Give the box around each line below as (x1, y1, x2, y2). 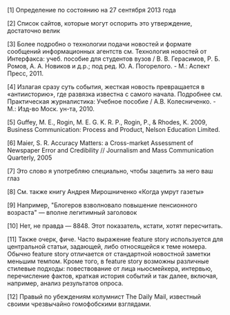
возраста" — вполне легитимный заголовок (7, 209, 137, 216)
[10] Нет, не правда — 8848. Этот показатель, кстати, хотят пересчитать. (7, 222, 223, 230)
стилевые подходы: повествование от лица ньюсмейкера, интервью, (7, 265, 213, 272)
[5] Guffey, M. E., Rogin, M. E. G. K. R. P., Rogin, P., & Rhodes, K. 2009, (7, 118, 207, 126)
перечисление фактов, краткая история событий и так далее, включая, (7, 272, 218, 280)
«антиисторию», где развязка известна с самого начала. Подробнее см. (7, 90, 223, 98)
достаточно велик (7, 27, 61, 35)
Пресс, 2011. (7, 69, 44, 77)
